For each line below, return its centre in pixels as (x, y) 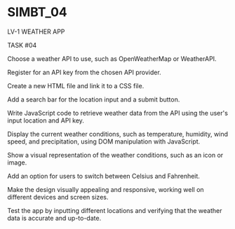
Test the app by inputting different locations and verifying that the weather (115, 210)
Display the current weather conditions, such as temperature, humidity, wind (118, 134)
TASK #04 (22, 45)
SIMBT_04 (38, 12)
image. (17, 162)
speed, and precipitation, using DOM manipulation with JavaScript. (104, 141)
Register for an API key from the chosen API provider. (84, 72)
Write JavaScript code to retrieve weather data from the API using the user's (117, 113)
